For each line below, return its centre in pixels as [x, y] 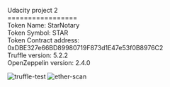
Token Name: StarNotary [44, 25]
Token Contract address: [44, 40]
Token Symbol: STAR [38, 33]
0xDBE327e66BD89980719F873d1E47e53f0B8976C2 [85, 48]
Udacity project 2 [33, 10]
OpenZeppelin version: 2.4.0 [49, 63]
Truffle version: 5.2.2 [38, 55]
